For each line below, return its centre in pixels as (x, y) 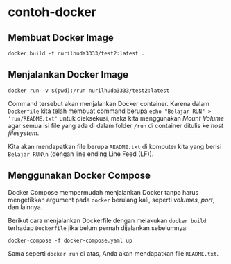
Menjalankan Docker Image (68, 74)
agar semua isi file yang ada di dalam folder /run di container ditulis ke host (116, 125)
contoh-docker (52, 12)
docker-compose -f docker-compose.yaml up (70, 240)
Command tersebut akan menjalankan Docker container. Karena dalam (109, 103)
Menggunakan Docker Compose (79, 176)
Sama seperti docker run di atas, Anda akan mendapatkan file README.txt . (113, 253)
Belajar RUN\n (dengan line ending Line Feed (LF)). (81, 154)
